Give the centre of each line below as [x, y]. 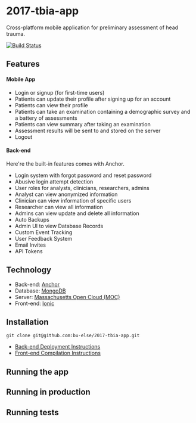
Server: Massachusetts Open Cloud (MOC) [67, 297]
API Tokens [29, 251]
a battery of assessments [46, 118]
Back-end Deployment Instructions [57, 347]
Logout [24, 137]
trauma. [16, 33]
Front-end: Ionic [35, 303]
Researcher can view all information [59, 207]
